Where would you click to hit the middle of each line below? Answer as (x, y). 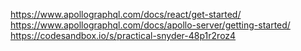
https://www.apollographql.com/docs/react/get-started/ (126, 14)
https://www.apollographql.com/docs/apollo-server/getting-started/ (150, 25)
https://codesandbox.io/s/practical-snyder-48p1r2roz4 (123, 35)
